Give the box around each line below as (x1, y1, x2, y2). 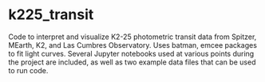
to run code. (8, 65, 49, 75)
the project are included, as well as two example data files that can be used (8, 57, 256, 67)
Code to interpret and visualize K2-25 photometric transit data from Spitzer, (8, 32, 257, 41)
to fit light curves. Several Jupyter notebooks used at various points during (8, 49, 255, 58)
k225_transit (8, 6, 94, 24)
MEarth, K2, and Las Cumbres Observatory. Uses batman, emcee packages (8, 40, 258, 49)
